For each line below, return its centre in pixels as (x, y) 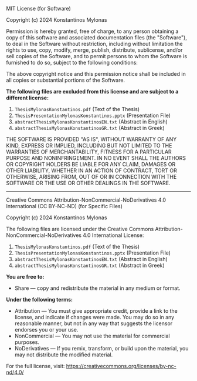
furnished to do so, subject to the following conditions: (72, 62)
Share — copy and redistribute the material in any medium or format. (97, 288)
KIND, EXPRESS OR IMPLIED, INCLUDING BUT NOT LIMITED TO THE (89, 146)
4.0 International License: (113, 235)
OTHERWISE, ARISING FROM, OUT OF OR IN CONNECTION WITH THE (91, 177)
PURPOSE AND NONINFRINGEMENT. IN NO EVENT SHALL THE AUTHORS (96, 158)
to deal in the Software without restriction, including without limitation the (94, 44)
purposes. (27, 342)
